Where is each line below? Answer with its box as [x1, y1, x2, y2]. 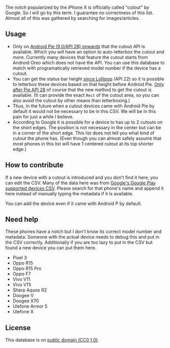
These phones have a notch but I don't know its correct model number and [5, 228, 162, 235]
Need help [5, 215, 39, 224]
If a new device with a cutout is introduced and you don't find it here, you [5, 174, 158, 180]
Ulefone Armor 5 [12, 303, 48, 309]
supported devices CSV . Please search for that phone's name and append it [5, 185, 164, 191]
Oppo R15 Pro [12, 266, 42, 272]
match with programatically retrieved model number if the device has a [12, 65, 161, 71]
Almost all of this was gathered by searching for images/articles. [5, 15, 140, 21]
